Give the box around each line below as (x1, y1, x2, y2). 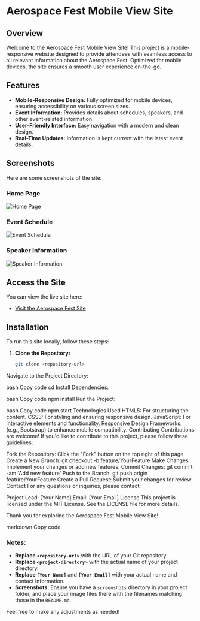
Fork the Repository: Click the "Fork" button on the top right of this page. (6, 451, 185, 458)
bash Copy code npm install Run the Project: (6, 396, 116, 403)
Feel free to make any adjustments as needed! (6, 608, 120, 616)
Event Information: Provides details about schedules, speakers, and (14, 109, 183, 116)
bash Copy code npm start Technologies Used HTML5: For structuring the (6, 407, 189, 414)
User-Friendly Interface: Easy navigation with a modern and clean (14, 122, 179, 129)
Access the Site (6, 277, 66, 287)
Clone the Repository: (14, 349, 70, 357)
